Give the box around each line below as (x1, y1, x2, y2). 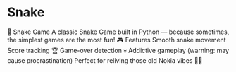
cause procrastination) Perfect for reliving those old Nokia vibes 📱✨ (7, 56, 203, 64)
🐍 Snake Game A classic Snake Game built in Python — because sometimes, (7, 28, 230, 36)
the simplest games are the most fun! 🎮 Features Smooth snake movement (7, 35, 227, 44)
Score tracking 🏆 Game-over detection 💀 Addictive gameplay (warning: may (7, 46, 230, 54)
